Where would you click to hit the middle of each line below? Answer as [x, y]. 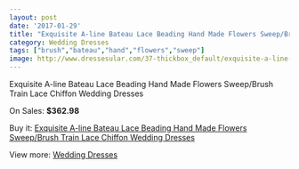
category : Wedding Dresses [59, 42]
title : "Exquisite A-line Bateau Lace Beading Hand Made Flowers [133, 34]
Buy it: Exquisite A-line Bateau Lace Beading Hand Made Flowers [128, 128]
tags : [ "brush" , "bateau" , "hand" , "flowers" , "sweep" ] [107, 51]
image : [21, 59]
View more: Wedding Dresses [64, 155]
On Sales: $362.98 [44, 111]
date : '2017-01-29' [45, 26]
